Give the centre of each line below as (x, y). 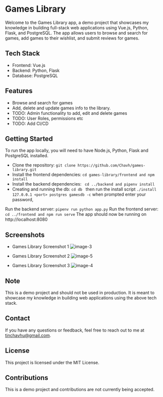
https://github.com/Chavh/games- (111, 166)
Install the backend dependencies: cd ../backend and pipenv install (83, 184)
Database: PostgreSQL (35, 75)
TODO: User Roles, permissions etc (48, 118)
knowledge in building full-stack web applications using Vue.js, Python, (77, 27)
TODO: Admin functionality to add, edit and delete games (70, 113)
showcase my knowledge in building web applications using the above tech (81, 298)
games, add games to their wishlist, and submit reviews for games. (72, 38)
